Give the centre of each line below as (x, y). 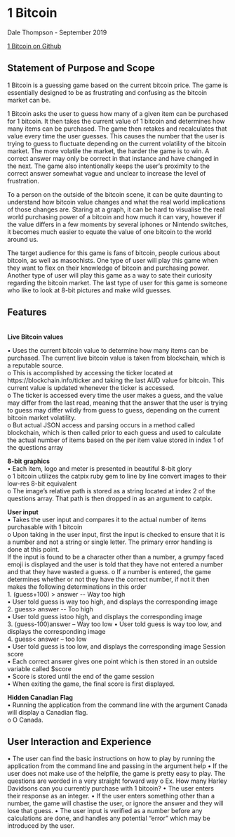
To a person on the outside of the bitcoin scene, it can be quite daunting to (115, 194)
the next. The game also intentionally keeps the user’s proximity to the (109, 166)
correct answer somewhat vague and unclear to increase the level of (107, 173)
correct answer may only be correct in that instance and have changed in (113, 158)
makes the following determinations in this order (77, 586)
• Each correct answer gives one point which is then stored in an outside (112, 661)
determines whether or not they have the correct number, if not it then (108, 579)
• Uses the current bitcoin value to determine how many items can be (108, 350)
